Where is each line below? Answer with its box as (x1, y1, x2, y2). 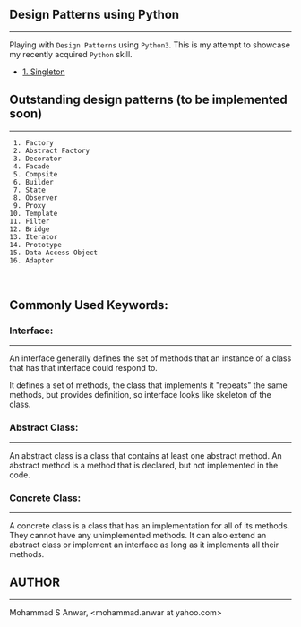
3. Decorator (13, 154, 63, 163)
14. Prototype (9, 240, 63, 249)
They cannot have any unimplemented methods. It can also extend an (9, 529, 267, 540)
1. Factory (13, 138, 54, 147)
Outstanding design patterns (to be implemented (9, 92, 288, 107)
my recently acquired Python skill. (9, 48, 133, 59)
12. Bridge (9, 224, 50, 234)
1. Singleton (21, 66, 65, 77)
